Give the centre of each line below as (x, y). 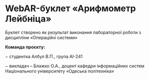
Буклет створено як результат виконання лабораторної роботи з (73, 32)
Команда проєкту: (25, 47)
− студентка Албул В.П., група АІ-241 (44, 56)
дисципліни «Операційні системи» (41, 38)
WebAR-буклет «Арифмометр (71, 9)
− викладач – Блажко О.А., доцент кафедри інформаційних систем (75, 66)
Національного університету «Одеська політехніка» (60, 71)
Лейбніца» (28, 19)
